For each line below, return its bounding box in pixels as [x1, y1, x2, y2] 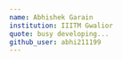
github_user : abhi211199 [9, 37, 102, 47]
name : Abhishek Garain [9, 12, 94, 22]
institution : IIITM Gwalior [9, 21, 114, 30]
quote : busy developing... [9, 29, 110, 38]
